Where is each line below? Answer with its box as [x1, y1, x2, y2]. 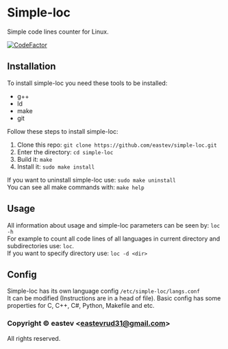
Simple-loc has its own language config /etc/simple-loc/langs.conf [7, 287, 201, 296]
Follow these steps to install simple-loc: [7, 127, 118, 135]
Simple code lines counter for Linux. [7, 27, 109, 36]
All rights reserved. [7, 334, 61, 342]
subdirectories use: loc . [7, 241, 74, 250]
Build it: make [16, 155, 53, 163]
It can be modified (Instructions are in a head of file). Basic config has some [7, 294, 221, 302]
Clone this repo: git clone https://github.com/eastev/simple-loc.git [16, 141, 217, 149]
